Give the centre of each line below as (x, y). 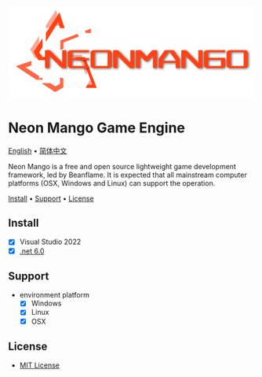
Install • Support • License (51, 198)
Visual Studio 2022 (50, 242)
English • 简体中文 (38, 150)
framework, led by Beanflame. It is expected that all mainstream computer (127, 175)
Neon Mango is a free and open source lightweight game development (122, 166)
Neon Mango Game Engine (97, 128)
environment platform (55, 295)
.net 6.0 (32, 251)
